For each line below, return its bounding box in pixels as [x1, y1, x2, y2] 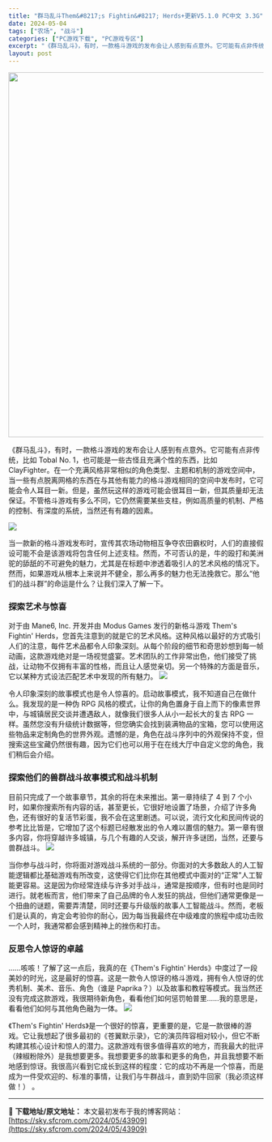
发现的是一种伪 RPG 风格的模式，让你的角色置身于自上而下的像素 [29, 699, 247, 709]
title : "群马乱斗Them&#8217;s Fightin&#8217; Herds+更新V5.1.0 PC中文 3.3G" [8, 11, 264, 20]
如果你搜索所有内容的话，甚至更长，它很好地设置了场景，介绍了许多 [22, 802, 249, 812]
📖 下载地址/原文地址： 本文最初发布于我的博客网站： [8, 1106, 184, 1116]
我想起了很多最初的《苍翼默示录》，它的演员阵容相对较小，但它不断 [36, 1031, 261, 1041]
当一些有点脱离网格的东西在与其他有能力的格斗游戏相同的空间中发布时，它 [8, 475, 257, 485]
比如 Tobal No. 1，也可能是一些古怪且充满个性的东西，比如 [22, 455, 218, 465]
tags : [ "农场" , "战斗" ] [8, 27, 83, 35]
